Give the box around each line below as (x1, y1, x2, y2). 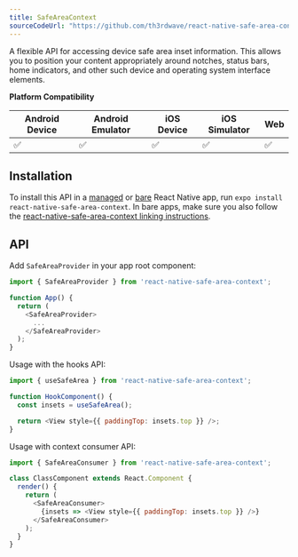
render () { (17, 482, 58, 491)
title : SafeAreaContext (9, 12, 98, 22)
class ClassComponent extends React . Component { (9, 474, 192, 483)
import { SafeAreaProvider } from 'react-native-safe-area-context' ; (9, 277, 272, 287)
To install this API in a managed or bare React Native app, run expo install (9, 192, 283, 203)
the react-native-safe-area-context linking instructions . (9, 211, 211, 222)
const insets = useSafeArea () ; (17, 401, 133, 410)
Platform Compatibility (9, 91, 95, 102)
